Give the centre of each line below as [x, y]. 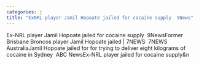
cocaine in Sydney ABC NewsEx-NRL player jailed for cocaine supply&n [98, 54]
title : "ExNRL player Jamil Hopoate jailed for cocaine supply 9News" [100, 18]
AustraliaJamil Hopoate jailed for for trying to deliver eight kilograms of [96, 48]
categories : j [25, 12]
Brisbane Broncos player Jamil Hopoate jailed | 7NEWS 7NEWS [87, 41]
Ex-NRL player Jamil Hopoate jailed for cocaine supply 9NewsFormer [95, 35]
